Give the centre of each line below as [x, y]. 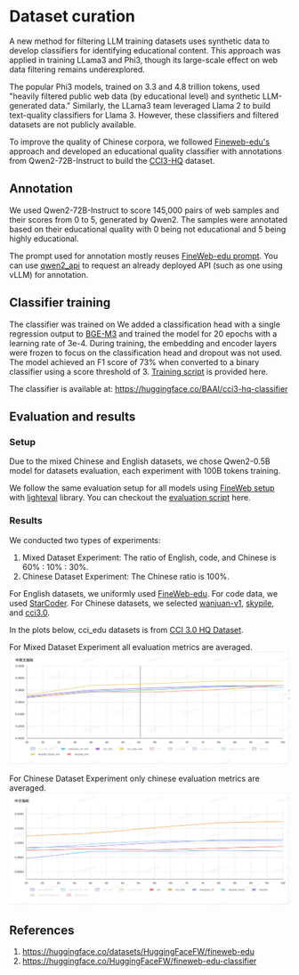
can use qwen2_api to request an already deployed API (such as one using [146, 265]
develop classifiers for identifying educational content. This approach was [145, 50]
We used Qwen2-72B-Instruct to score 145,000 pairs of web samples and [144, 210]
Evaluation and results [73, 416]
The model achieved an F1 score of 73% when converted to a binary [134, 362]
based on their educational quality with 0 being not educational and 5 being [148, 229]
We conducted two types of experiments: [85, 540]
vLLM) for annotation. [49, 274]
